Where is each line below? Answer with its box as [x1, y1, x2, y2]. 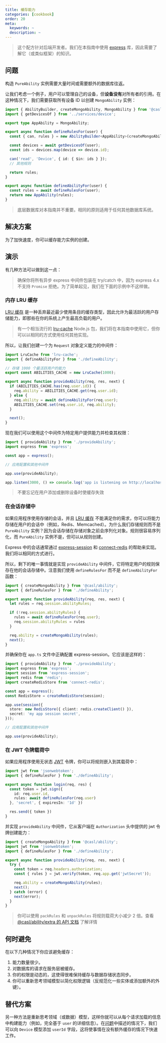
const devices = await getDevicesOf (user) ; [9, 143, 100, 148]
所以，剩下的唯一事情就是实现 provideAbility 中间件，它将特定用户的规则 [5, 561, 156, 567]
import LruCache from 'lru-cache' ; [5, 352, 79, 357]
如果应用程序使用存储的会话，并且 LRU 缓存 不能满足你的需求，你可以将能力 [5, 515, 161, 521]
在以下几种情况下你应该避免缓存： [5, 949, 75, 955]
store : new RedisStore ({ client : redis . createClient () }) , [9, 707, 134, 712]
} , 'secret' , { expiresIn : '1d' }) [9, 800, 83, 805]
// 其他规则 [9, 161, 31, 166]
